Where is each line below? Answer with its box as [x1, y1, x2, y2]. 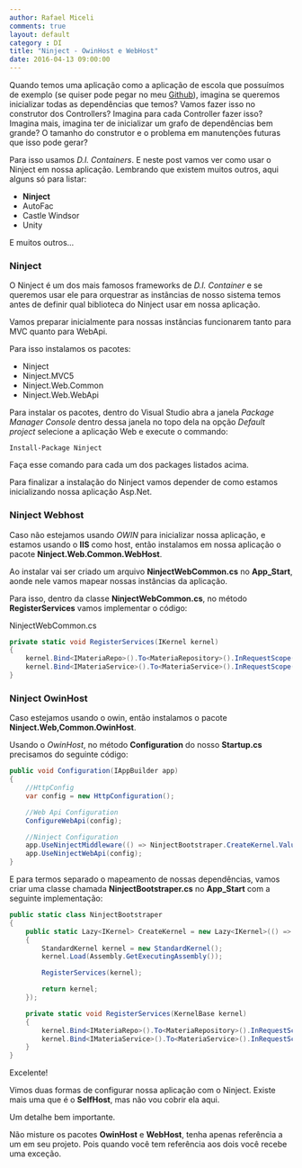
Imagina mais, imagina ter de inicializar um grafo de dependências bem [9, 118, 274, 129]
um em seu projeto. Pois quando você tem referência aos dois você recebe [9, 1139, 288, 1150]
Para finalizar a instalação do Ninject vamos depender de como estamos [9, 477, 279, 488]
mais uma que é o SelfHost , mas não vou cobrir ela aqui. [9, 1094, 220, 1105]
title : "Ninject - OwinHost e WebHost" [9, 47, 159, 56]
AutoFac [22, 201, 54, 211]
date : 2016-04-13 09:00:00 [9, 55, 111, 64]
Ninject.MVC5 [22, 371, 75, 382]
